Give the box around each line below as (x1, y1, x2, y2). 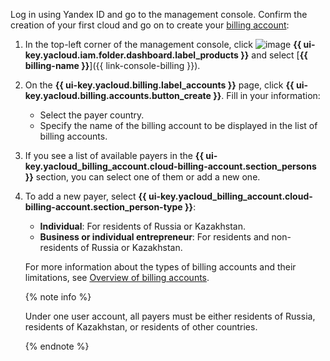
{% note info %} (24, 291, 92, 303)
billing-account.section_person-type (24, 201, 183, 213)
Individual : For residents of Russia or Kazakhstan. (39, 220, 246, 232)
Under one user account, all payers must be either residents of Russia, (24, 310, 316, 322)
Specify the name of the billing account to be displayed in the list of (39, 120, 318, 131)
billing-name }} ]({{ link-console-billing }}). (24, 60, 201, 71)
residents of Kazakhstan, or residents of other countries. (24, 321, 258, 333)
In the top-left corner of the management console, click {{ (24, 39, 302, 50)
